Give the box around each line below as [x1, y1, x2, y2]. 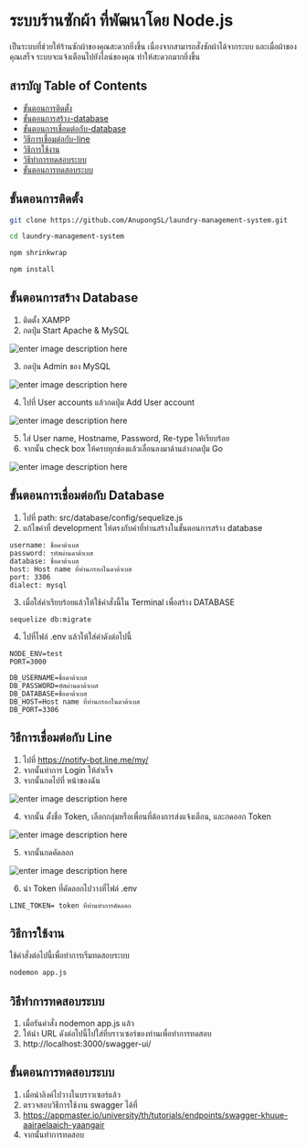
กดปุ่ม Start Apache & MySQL [22, 324, 130, 335]
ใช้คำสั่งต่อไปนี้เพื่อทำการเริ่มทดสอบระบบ [9, 950, 130, 961]
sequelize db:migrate [9, 614, 92, 624]
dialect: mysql [9, 580, 68, 589]
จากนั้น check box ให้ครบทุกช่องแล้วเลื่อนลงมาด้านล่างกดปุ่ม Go [22, 442, 224, 453]
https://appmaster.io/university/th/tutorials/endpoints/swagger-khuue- [22, 1110, 289, 1120]
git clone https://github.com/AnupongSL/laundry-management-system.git [9, 216, 288, 225]
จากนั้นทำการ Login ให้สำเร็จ [22, 764, 113, 775]
